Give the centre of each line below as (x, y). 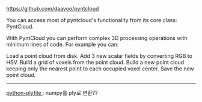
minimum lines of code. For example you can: (63, 44)
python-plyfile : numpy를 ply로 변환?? (52, 93)
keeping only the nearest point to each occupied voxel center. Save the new (100, 69)
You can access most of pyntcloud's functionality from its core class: (92, 20)
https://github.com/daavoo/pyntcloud (53, 9)
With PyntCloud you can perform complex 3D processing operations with (97, 38)
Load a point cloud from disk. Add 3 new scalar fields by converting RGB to (99, 56)
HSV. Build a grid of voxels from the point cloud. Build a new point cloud (95, 62)
